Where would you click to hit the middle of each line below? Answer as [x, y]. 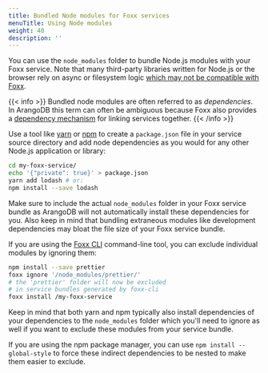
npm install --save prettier [57, 267]
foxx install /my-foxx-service [60, 297]
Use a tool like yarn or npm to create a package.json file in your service [125, 134]
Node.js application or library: [57, 151]
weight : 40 [26, 30]
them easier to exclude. [47, 362]
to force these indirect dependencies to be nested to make [150, 353]
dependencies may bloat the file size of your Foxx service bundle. [117, 228]
